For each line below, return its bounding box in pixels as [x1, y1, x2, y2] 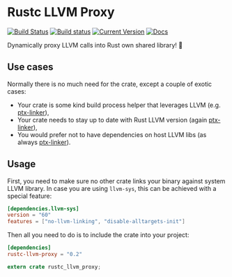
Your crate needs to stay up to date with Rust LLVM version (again [17, 115, 208, 124]
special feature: [7, 192, 52, 200]
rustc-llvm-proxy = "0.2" [7, 251, 82, 258]
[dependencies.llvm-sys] [7, 205, 79, 212]
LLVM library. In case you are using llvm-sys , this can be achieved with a [7, 184, 217, 192]
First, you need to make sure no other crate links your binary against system [7, 176, 226, 185]
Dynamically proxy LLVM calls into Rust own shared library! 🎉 [7, 41, 183, 49]
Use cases [7, 61, 54, 73]
